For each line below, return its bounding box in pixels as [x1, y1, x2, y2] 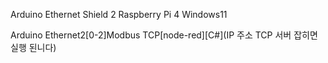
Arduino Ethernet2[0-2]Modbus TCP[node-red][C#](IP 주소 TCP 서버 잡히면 [10, 29, 318, 41]
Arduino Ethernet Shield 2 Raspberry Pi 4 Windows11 [10, 9, 228, 20]
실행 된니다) [10, 42, 57, 53]
